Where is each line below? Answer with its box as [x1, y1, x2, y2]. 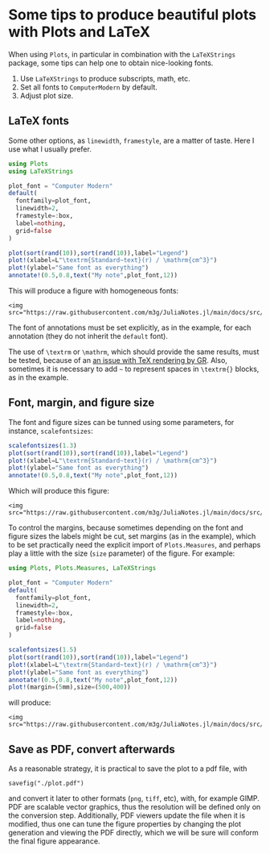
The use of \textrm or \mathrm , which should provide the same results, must [8, 347, 260, 356]
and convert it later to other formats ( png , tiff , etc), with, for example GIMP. [8, 794, 260, 803]
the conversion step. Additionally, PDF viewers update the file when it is [8, 810, 246, 820]
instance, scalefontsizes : [8, 426, 94, 435]
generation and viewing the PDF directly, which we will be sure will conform [8, 828, 259, 838]
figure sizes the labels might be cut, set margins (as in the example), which [8, 531, 256, 541]
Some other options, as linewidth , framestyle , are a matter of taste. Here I [8, 135, 255, 145]
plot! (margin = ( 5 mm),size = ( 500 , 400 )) [8, 683, 131, 691]
